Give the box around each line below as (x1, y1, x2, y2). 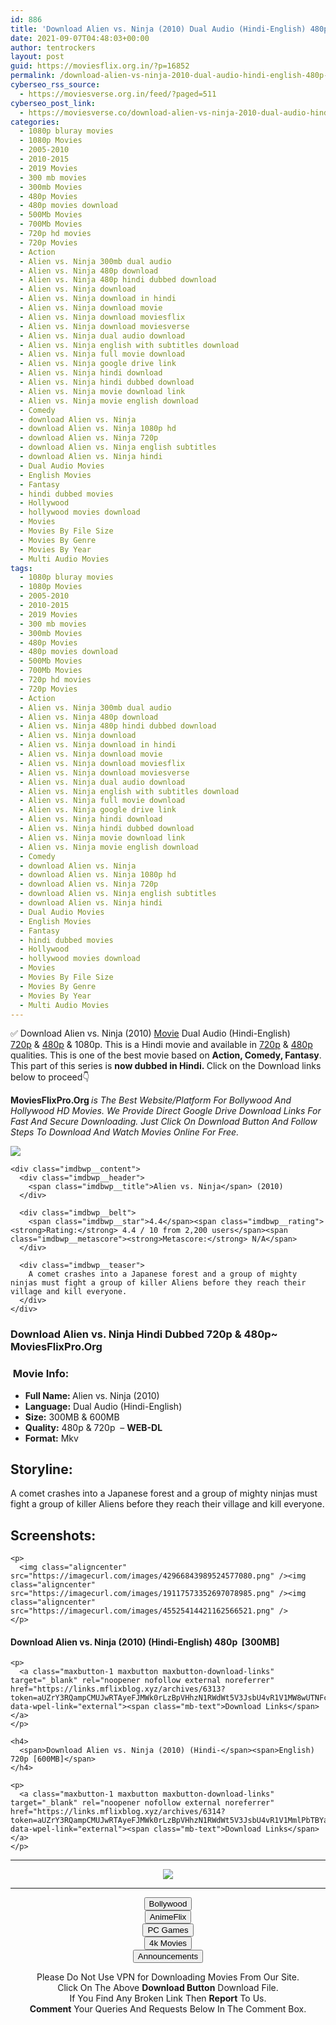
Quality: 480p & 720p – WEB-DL (24, 1421, 163, 1433)
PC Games (147, 1925, 189, 1936)
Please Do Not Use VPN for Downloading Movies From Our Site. (36, 1971, 300, 1983)
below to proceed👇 (10, 1071, 90, 1083)
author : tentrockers (10, 42, 97, 53)
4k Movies (149, 1938, 187, 1949)
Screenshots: (10, 1527, 97, 1544)
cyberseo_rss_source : (10, 80, 101, 90)
